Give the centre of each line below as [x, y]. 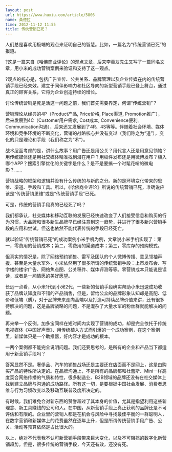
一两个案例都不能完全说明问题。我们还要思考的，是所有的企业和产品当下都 [84, 347]
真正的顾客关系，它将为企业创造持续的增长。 [52, 92]
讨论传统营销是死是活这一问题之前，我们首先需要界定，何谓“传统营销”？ [81, 103]
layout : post [19, 10]
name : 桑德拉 [18, 20]
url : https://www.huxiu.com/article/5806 [50, 15]
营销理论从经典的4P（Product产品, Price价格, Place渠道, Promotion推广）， [84, 114]
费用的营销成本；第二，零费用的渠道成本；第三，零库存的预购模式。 [90, 246]
